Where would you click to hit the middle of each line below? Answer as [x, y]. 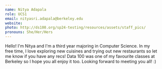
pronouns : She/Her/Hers [29, 32]
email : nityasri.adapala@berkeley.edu [44, 18]
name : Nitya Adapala [26, 9]
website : [14, 23]
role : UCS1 [16, 14]
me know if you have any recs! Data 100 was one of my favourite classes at [80, 56]
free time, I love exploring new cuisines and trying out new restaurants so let [81, 51]
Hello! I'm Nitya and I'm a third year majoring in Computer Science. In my [78, 46]
